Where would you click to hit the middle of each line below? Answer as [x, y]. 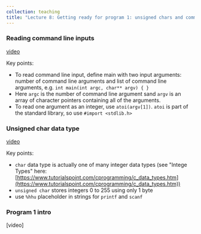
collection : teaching [33, 12]
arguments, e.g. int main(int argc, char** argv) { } [82, 87]
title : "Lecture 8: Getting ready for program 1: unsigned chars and [95, 17]
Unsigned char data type [43, 128]
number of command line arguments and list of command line [91, 81]
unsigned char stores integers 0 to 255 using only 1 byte [84, 190]
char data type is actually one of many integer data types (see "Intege [101, 165]
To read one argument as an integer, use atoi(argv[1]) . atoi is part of [101, 106]
